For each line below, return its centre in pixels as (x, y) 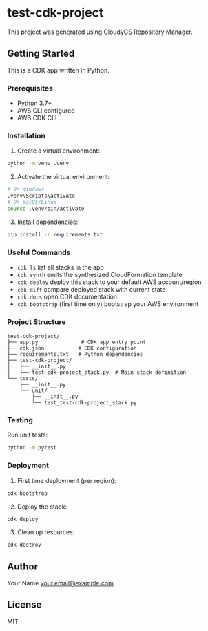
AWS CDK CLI (37, 118)
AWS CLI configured (46, 111)
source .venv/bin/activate (46, 209)
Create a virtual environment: (58, 151)
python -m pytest (32, 448)
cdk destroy (24, 545)
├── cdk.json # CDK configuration (72, 348)
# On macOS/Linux (32, 202)
